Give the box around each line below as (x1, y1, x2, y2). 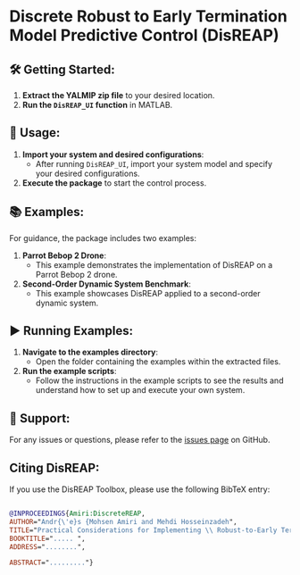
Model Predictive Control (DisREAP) (9, 25, 279, 46)
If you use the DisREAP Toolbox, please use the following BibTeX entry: (9, 484, 271, 495)
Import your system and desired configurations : (21, 149, 204, 160)
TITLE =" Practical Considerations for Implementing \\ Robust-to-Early (9, 525, 278, 535)
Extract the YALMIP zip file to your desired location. (21, 90, 215, 100)
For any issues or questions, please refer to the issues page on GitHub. (9, 435, 271, 446)
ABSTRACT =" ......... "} (9, 558, 94, 568)
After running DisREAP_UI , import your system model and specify (35, 158, 273, 169)
